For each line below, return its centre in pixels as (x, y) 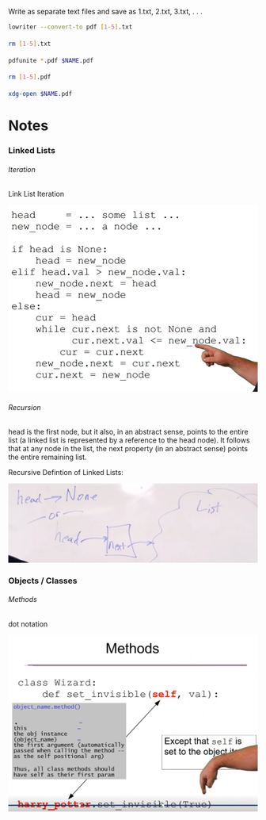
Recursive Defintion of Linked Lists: (66, 473)
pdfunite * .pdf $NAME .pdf (51, 60)
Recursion (25, 407)
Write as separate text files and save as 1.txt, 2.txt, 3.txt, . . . (106, 11)
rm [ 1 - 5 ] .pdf (30, 77)
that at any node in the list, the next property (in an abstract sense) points (128, 449)
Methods (23, 600)
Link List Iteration (36, 194)
